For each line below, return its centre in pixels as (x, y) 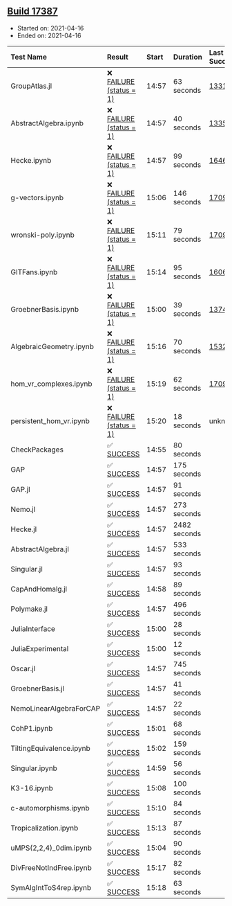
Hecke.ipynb (31, 160)
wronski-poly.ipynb (42, 235)
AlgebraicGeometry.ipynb (52, 346)
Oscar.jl (23, 668)
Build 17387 (32, 11)
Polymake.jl (29, 609)
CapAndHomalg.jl (39, 589)
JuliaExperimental (40, 648)
